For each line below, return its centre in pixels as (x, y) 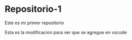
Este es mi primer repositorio (34, 23)
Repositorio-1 (33, 9)
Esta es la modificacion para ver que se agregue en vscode (66, 32)
